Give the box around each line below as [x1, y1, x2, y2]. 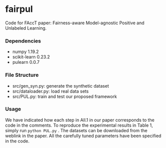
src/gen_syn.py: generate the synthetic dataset [12, 83, 109, 89]
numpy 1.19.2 [12, 49, 39, 55]
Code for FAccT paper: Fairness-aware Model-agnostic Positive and [5, 20, 145, 26]
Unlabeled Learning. [5, 25, 47, 31]
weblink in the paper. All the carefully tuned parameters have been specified [5, 133, 162, 139]
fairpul [5, 3, 33, 15]
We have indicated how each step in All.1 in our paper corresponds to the [5, 117, 155, 123]
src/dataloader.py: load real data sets [12, 88, 89, 94]
